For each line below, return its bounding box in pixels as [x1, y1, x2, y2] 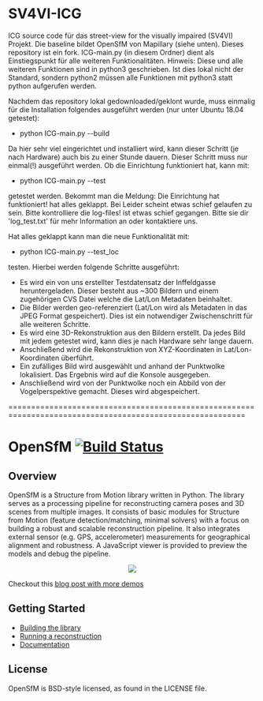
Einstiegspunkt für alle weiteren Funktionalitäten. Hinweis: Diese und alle [8, 56, 243, 66]
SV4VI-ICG [8, 5, 82, 23]
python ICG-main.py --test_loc [19, 246, 120, 257]
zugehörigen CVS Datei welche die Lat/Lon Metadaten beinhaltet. [19, 294, 232, 304]
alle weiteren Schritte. [19, 319, 91, 328]
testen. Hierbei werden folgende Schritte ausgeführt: [8, 262, 180, 272]
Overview [8, 469, 57, 482]
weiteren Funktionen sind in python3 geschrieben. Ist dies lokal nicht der [8, 64, 244, 73]
